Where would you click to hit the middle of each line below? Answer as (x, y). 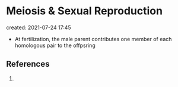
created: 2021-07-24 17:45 (39, 27)
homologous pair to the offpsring (55, 45)
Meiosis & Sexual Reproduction (85, 11)
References (28, 64)
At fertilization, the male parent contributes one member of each (93, 39)
